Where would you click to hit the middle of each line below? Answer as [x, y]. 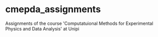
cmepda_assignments [53, 9]
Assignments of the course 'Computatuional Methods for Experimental [80, 23]
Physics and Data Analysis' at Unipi [42, 28]
